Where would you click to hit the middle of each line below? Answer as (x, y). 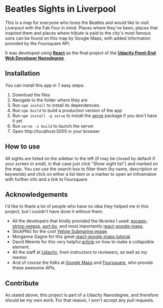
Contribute (22, 283)
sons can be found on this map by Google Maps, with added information (78, 38)
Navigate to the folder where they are (50, 100)
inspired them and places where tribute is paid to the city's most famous (78, 33)
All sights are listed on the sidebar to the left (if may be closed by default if (80, 158)
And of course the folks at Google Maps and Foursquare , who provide (82, 262)
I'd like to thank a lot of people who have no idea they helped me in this (77, 206)
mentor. (20, 258)
